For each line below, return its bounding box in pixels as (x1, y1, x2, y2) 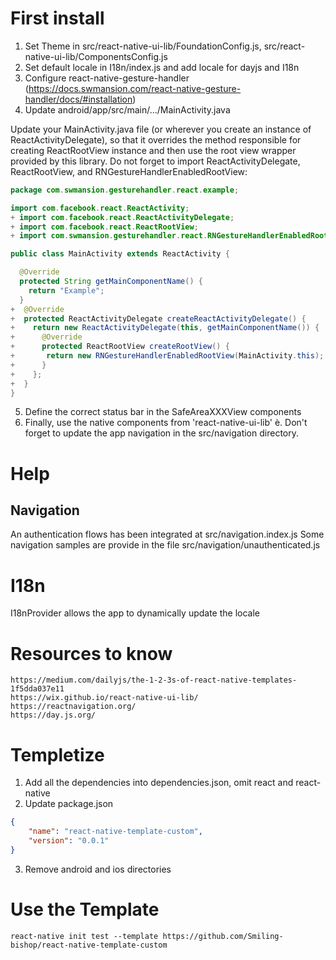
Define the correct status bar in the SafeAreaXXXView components (24, 406, 302, 418)
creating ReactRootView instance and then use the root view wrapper (10, 144, 297, 156)
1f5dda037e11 (10, 684, 65, 694)
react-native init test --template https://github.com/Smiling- (10, 931, 284, 941)
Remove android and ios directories (24, 863, 172, 875)
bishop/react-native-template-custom (10, 940, 168, 950)
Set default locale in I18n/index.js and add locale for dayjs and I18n (24, 61, 300, 73)
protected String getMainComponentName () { (19, 277, 203, 287)
